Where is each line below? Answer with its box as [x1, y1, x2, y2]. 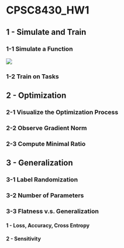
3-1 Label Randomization [6, 176, 78, 184]
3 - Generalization [6, 158, 73, 168]
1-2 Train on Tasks [6, 72, 60, 80]
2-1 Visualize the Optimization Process [6, 108, 119, 117]
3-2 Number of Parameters [6, 191, 84, 200]
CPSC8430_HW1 [6, 4, 89, 17]
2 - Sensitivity [6, 235, 41, 242]
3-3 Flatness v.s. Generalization [6, 207, 99, 216]
